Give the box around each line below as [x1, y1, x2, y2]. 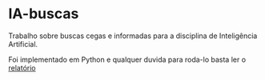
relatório [8, 63, 36, 72]
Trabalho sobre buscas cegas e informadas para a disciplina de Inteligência [8, 31, 258, 40]
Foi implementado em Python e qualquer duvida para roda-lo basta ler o [8, 55, 247, 64]
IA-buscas [8, 5, 79, 23]
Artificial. [8, 39, 38, 48]
